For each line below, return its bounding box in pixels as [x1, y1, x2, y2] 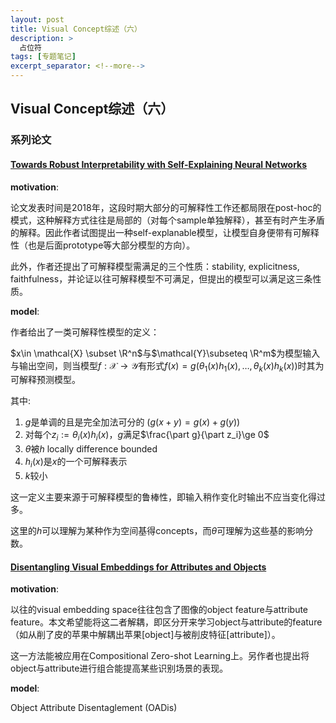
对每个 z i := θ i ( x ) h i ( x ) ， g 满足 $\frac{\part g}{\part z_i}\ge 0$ [24, 429, 270, 443]
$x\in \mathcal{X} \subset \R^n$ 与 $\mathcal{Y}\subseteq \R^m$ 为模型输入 [10, 347, 321, 359]
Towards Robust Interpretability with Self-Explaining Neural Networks [10, 158, 308, 170]
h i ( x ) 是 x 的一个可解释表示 [24, 456, 128, 470]
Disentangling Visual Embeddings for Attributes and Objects [10, 561, 267, 573]
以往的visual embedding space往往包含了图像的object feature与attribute [10, 604, 309, 616]
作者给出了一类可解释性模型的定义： [10, 326, 160, 338]
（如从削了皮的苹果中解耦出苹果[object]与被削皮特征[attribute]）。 [10, 629, 281, 641]
